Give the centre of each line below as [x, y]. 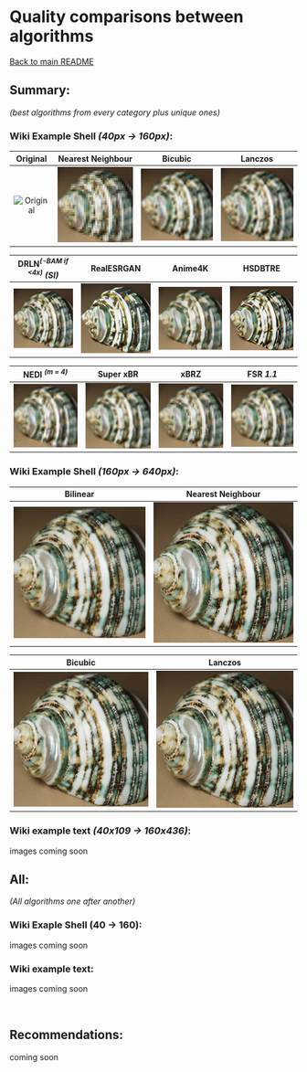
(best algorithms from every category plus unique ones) [115, 112]
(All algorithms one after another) [73, 901]
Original [32, 158]
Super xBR [118, 374]
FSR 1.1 [262, 374]
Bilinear [79, 494]
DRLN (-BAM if [43, 263]
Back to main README [52, 61]
